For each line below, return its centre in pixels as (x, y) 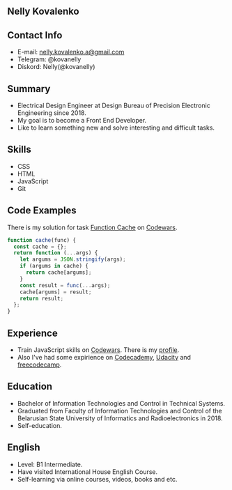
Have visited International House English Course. (87, 472)
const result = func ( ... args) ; (65, 285)
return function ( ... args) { (56, 253)
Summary (29, 89)
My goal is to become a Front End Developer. (82, 121)
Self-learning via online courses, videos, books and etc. (97, 479)
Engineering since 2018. (52, 113)
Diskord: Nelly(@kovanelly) (56, 67)
